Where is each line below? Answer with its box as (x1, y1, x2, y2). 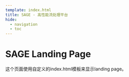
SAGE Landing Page (5, 48, 91, 60)
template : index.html (5, 7, 52, 13)
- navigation (10, 21, 38, 27)
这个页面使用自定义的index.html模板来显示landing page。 (5, 66, 126, 72)
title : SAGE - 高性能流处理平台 (5, 12, 68, 17)
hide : (5, 17, 17, 22)
